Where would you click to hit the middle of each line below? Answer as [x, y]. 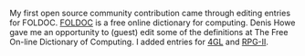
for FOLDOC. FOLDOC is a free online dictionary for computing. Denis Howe [152, 23]
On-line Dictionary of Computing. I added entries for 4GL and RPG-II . [139, 42]
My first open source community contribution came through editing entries [150, 13]
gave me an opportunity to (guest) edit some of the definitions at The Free [149, 32]
